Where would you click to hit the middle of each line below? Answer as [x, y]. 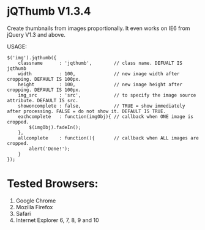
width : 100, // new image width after [99, 74]
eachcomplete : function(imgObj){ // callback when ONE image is [106, 117]
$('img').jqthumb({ [32, 57]
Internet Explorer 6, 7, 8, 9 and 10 [58, 220]
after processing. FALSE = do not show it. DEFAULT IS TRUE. [87, 111]
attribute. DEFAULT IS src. [43, 100]
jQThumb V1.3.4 [49, 11]
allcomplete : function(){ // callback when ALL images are [109, 138]
